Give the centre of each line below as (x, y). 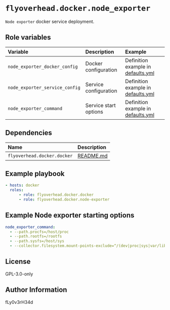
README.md (93, 156)
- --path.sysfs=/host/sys (37, 241)
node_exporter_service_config (44, 88)
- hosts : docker (22, 185)
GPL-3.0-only (19, 274)
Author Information (36, 290)
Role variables (28, 37)
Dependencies (29, 133)
